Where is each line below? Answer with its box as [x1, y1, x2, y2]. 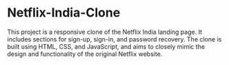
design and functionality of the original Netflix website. [7, 50, 163, 58]
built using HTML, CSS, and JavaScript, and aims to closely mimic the [7, 42, 206, 50]
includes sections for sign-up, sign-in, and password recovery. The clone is [7, 35, 222, 43]
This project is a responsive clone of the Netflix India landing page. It [7, 28, 202, 36]
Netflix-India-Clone [7, 5, 121, 21]
